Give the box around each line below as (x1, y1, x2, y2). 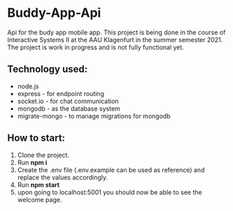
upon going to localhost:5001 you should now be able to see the (17, 188, 202, 196)
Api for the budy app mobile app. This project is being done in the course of (7, 28, 226, 36)
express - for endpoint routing (17, 89, 105, 97)
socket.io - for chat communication (17, 97, 119, 105)
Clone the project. (17, 151, 70, 159)
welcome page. (17, 195, 62, 204)
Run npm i (17, 158, 48, 166)
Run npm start (17, 180, 60, 189)
